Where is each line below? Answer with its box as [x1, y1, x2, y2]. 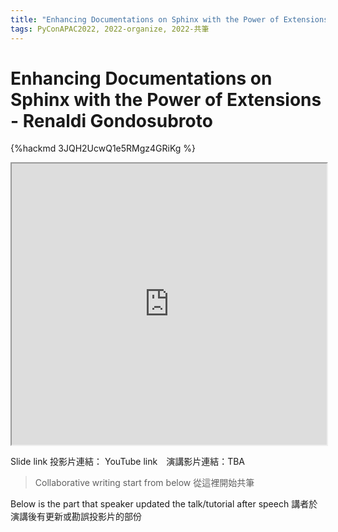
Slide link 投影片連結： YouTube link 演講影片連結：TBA [10, 456, 245, 468]
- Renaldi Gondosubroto [10, 109, 213, 132]
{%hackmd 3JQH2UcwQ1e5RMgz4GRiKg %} [10, 142, 197, 155]
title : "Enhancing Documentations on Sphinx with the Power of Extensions [10, 14, 329, 25]
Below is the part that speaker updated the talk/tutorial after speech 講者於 [10, 498, 318, 510]
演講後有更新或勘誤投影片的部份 [10, 511, 142, 523]
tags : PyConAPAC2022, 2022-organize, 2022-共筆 [10, 24, 210, 34]
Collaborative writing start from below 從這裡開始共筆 [34, 477, 255, 489]
